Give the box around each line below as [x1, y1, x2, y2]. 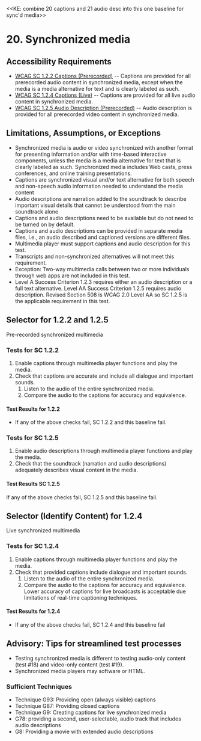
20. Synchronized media [6, 32, 131, 46]
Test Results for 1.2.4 [6, 607, 61, 615]
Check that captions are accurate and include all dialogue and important [14, 372, 194, 380]
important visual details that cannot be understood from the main [14, 201, 176, 209]
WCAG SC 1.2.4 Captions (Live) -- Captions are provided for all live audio [14, 91, 196, 99]
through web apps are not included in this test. [14, 272, 130, 279]
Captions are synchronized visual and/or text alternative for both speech [14, 176, 194, 183]
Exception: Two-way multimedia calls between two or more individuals [14, 265, 190, 272]
